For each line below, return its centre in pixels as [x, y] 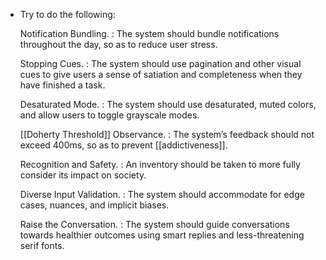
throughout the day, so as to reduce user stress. [118, 44]
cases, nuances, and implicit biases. [94, 205]
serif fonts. [42, 245]
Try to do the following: [67, 14]
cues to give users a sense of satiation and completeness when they [161, 74]
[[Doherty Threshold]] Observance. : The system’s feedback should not [167, 134]
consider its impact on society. [83, 175]
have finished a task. [62, 85]
